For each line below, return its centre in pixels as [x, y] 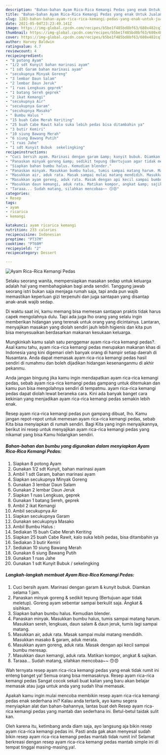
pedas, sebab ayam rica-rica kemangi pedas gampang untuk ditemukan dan [83, 383]
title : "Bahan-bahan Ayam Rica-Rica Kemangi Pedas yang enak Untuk [76, 14]
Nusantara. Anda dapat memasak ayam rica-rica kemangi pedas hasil [76, 358]
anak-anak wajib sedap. [30, 302]
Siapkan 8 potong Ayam [37, 464]
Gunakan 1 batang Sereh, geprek [46, 501]
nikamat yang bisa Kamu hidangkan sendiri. [50, 435]
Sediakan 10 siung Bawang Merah [47, 548]
